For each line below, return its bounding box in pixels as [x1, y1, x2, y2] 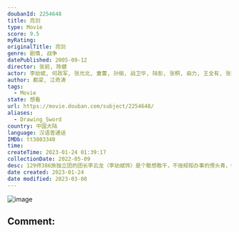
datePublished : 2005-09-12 [7, 57, 87, 64]
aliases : [7, 109, 33, 116]
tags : [7, 83, 23, 90]
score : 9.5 [7, 30, 40, 38]
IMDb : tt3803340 [7, 136, 55, 143]
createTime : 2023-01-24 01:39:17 [7, 149, 107, 156]
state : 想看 [7, 96, 41, 104]
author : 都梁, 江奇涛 [7, 76, 66, 84]
